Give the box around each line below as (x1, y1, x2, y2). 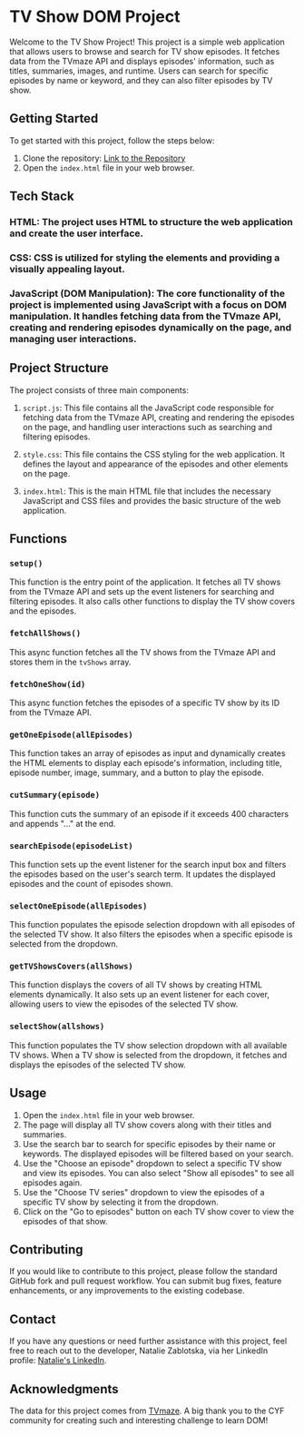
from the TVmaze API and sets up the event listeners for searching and (9, 586, 275, 597)
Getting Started (9, 111, 99, 126)
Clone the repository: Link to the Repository (22, 152, 186, 163)
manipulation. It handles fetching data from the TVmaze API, (9, 310, 281, 322)
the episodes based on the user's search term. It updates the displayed (9, 869, 276, 880)
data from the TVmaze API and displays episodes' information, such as (9, 55, 275, 66)
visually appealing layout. (9, 262, 125, 275)
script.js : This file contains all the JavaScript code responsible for (22, 402, 275, 413)
